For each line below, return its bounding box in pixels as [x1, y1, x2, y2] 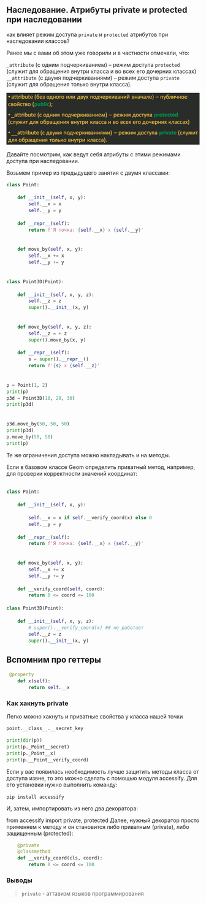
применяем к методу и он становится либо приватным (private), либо [6, 823, 189, 830]
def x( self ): [17, 678, 51, 684]
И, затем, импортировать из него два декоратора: [6, 804, 139, 812]
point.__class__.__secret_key [6, 726, 84, 732]
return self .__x [28, 684, 70, 690]
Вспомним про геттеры [6, 654, 101, 665]
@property [9, 671, 34, 678]
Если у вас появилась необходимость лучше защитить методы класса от [6, 768, 199, 775]
